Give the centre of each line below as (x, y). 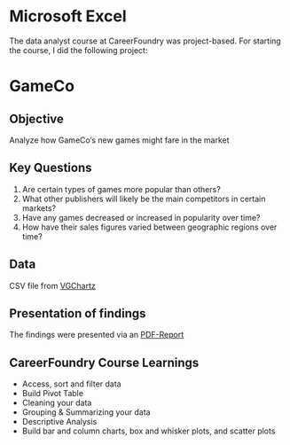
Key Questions (51, 168)
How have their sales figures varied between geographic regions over (149, 227)
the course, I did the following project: (78, 50)
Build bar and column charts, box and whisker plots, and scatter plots (149, 431)
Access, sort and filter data (71, 384)
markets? (39, 208)
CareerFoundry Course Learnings (104, 362)
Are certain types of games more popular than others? (121, 189)
